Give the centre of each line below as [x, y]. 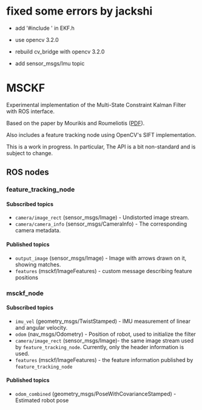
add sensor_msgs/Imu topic [50, 63]
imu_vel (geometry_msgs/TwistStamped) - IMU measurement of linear [103, 321]
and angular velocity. [41, 327]
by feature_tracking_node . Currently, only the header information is [99, 347]
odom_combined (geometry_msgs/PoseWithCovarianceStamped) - [96, 394]
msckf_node [25, 293]
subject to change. [30, 153]
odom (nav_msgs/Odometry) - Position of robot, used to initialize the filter [105, 334]
